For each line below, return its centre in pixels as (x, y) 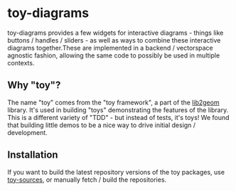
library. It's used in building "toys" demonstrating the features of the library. (118, 110)
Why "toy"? (34, 86)
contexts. (21, 62)
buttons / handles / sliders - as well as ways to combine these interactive (114, 40)
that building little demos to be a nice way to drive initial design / (102, 125)
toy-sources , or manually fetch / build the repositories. (87, 180)
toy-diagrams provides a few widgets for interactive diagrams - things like (116, 33)
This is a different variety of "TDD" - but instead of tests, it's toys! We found (118, 117)
